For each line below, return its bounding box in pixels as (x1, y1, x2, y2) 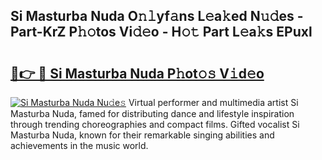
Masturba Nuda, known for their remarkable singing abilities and (10, 129, 275, 141)
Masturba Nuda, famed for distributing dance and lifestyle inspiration (10, 108, 295, 119)
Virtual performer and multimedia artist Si (128, 97, 299, 108)
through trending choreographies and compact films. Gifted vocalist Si (10, 119, 300, 130)
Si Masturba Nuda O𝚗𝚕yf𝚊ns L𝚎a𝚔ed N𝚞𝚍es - (10, 8, 304, 25)
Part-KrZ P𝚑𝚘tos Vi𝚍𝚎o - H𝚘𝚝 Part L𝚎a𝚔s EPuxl (10, 24, 313, 41)
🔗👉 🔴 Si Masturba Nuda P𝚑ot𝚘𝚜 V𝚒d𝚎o (10, 65, 265, 82)
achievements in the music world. (10, 140, 149, 151)
